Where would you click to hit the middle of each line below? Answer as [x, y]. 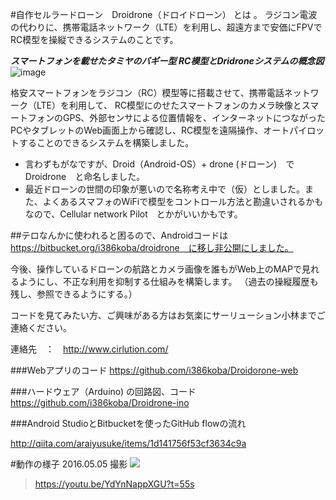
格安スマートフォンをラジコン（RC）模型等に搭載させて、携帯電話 [147, 92]
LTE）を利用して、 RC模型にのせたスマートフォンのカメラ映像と [169, 105]
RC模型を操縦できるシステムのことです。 [94, 39]
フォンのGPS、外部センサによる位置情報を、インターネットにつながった [176, 117]
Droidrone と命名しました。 [85, 176]
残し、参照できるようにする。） [74, 294]
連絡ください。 [41, 327]
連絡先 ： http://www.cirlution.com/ [89, 349]
